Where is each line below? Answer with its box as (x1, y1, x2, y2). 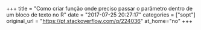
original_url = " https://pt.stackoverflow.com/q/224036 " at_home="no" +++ (6, 18, 193, 24)
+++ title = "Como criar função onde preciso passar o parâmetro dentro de (6, 5, 193, 12)
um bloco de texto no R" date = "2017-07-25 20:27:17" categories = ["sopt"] (6, 11, 196, 18)
